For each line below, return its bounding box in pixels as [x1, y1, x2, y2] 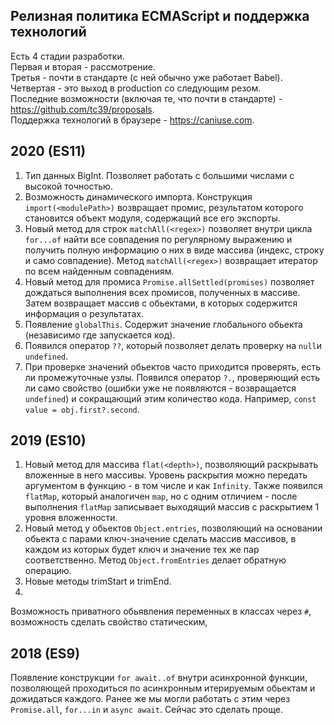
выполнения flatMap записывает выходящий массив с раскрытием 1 [24, 501, 320, 513]
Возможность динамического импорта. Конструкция [24, 190, 253, 203]
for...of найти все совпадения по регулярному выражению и [24, 233, 293, 245]
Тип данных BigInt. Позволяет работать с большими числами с [24, 169, 295, 181]
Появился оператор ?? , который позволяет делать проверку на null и [24, 339, 323, 351]
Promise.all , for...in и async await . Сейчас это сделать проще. [10, 704, 283, 716]
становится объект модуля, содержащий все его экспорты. [24, 212, 281, 224]
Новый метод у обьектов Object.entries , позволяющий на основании [24, 522, 323, 534]
